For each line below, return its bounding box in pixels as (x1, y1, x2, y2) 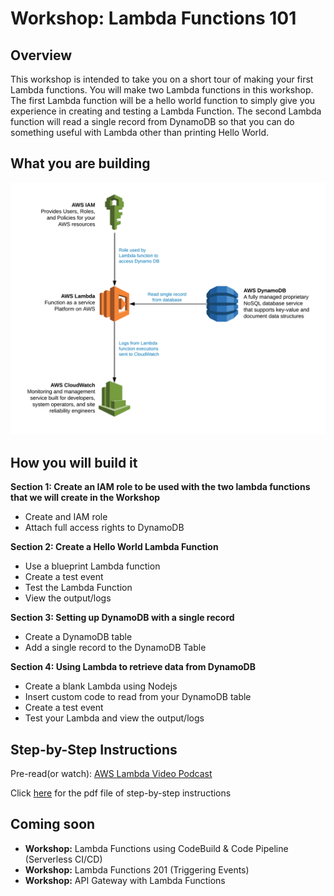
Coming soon (10, 816, 96, 833)
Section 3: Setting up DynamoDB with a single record (10, 612, 235, 624)
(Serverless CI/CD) (24, 853, 103, 865)
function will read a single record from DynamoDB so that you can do (10, 116, 295, 127)
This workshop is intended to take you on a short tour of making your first (10, 73, 314, 85)
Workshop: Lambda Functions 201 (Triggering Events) (24, 863, 250, 876)
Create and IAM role (24, 511, 108, 523)
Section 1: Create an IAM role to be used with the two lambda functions (10, 481, 311, 493)
